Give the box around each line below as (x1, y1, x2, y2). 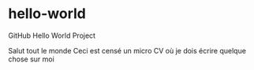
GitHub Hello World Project (8, 31, 96, 40)
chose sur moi (8, 54, 55, 64)
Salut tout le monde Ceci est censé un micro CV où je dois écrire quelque (8, 46, 247, 55)
